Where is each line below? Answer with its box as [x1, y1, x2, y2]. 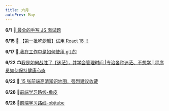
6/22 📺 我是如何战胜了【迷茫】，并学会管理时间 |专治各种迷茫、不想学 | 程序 [5, 59, 164, 65]
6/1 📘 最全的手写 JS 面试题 [5, 26, 61, 33]
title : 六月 [5, 7, 29, 13]
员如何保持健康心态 [5, 67, 46, 73]
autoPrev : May [5, 12, 36, 17]
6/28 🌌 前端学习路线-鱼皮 [5, 89, 58, 95]
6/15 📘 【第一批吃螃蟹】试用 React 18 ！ [5, 38, 90, 44]
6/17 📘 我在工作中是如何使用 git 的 [5, 48, 77, 54]
